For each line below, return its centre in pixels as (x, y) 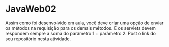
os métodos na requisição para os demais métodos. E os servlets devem (81, 28)
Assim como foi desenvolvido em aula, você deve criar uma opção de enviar (84, 23)
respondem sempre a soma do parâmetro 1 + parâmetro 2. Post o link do (81, 33)
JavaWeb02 (31, 9)
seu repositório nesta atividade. (38, 39)
